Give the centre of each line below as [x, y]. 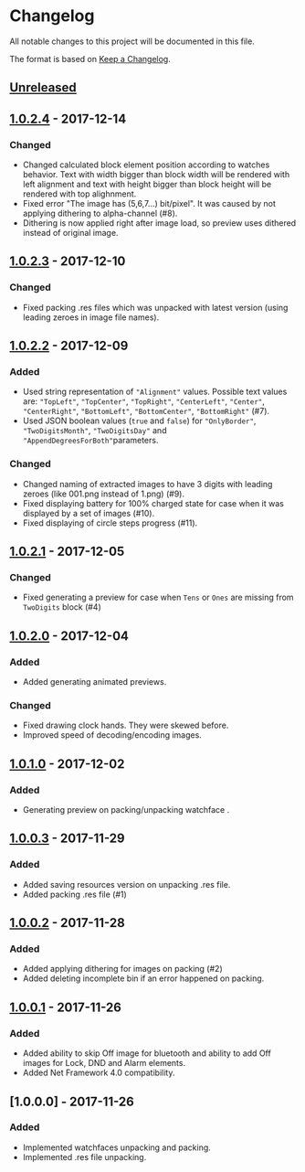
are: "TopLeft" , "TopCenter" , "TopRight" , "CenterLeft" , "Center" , [143, 401]
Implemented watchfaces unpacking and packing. [117, 1147]
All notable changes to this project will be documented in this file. [132, 41]
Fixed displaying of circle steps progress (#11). [110, 523]
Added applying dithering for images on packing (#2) [122, 969]
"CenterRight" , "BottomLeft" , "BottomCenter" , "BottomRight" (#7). [146, 411]
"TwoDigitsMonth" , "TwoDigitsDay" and [95, 431]
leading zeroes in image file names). [91, 317]
